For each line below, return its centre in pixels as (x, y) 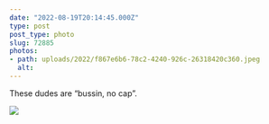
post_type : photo (42, 34)
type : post (30, 26)
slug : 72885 (32, 43)
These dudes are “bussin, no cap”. (73, 93)
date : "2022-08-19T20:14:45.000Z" (74, 18)
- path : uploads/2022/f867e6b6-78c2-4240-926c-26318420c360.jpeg (134, 59)
